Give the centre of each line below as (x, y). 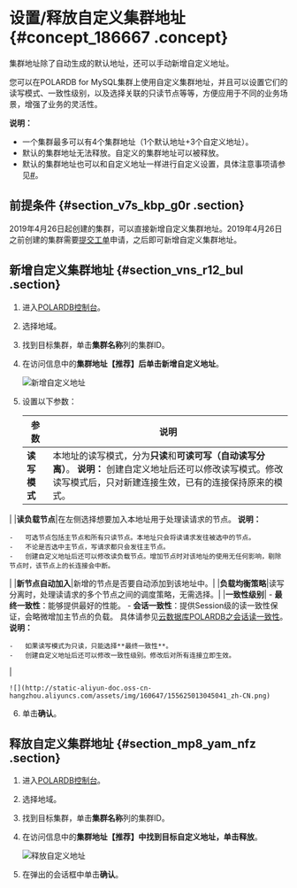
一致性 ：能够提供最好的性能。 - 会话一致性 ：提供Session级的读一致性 (144, 605)
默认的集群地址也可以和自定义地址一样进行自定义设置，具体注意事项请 (150, 164)
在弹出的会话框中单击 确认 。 (72, 875)
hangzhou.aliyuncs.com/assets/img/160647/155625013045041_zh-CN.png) (140, 696)
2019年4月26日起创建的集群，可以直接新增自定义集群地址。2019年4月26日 (146, 228)
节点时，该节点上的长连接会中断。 (62, 566)
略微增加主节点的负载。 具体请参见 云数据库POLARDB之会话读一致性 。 (160, 616)
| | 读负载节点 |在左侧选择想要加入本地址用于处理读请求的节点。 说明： (135, 519)
